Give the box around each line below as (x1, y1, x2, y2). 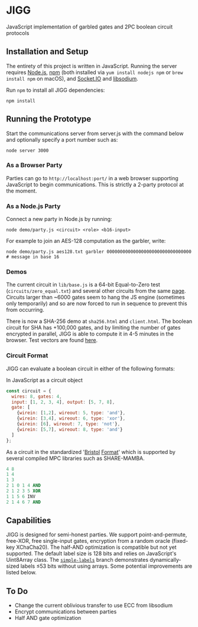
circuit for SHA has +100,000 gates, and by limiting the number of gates (6, 324, 181, 331)
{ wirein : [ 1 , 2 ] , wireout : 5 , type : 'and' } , (17, 410, 126, 416)
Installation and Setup (6, 47, 89, 57)
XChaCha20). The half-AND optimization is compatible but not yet (16, 543, 177, 551)
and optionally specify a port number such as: (6, 136, 118, 143)
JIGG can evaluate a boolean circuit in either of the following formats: (6, 365, 176, 372)
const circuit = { (6, 388, 51, 394)
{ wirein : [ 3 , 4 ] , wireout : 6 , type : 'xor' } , (17, 415, 126, 421)
